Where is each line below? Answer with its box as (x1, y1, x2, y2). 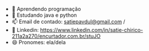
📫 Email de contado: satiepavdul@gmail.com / (11, 18, 125, 25)
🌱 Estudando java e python (11, 12, 77, 19)
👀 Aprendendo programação (11, 6, 81, 12)
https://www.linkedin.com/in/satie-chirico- (40, 27, 143, 33)
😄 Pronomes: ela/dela (11, 39, 66, 46)
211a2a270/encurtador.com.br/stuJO (11, 32, 101, 39)
